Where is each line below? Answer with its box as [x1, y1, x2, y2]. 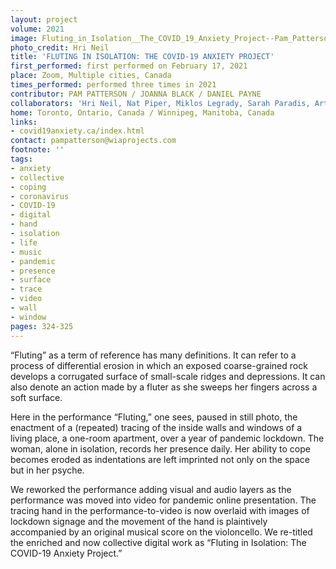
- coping [10, 182, 47, 192]
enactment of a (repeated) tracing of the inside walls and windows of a [10, 421, 303, 433]
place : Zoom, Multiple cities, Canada [10, 71, 172, 81]
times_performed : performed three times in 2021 [10, 80, 217, 90]
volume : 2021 [10, 24, 65, 34]
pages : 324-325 [10, 321, 74, 331]
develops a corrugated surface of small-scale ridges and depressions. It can [10, 370, 326, 382]
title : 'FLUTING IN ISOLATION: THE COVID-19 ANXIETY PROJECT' [10, 52, 275, 62]
